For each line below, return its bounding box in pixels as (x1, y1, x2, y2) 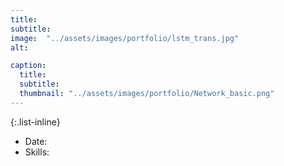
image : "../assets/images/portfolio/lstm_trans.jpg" (10, 33, 240, 43)
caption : (10, 61, 47, 71)
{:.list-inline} (10, 116, 61, 128)
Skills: (24, 146, 50, 158)
